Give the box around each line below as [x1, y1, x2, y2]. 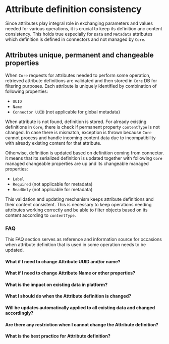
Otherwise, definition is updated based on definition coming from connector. [5, 150, 164, 156]
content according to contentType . [5, 212, 76, 218]
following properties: [5, 88, 48, 94]
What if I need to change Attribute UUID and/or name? [5, 258, 121, 264]
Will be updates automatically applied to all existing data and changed [5, 305, 155, 311]
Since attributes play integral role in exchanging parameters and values [5, 20, 153, 26]
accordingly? [5, 310, 34, 316]
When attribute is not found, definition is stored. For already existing [5, 119, 147, 125]
